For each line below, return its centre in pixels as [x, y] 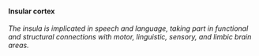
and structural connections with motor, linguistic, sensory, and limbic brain [130, 37]
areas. [19, 45]
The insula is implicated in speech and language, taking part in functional [128, 28]
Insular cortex [32, 11]
